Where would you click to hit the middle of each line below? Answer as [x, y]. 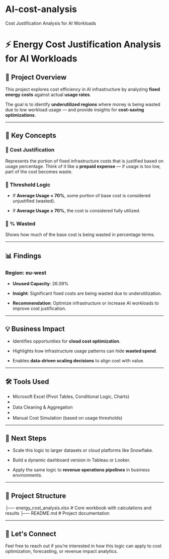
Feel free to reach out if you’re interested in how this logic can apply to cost [83, 546]
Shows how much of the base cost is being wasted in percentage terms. [80, 234]
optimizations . [21, 115]
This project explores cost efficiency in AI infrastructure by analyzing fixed [82, 89]
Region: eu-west [26, 273]
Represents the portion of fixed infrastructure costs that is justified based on [84, 161]
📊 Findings [23, 256]
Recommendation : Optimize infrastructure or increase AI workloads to [86, 303]
